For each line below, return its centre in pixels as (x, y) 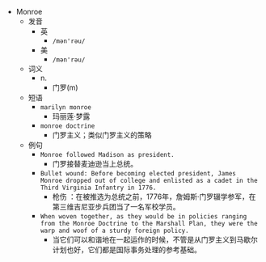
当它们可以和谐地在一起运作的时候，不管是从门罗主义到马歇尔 (155, 239)
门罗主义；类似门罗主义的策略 (102, 135)
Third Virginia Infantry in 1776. (98, 188)
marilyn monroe (65, 108)
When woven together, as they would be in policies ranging (144, 217)
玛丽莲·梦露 (71, 116)
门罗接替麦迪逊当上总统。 (95, 164)
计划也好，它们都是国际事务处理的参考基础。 (127, 249)
